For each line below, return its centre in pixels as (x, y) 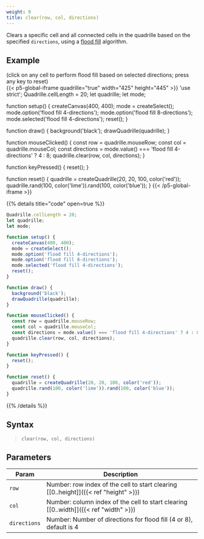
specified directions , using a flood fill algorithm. (67, 41)
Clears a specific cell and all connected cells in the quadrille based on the (98, 35)
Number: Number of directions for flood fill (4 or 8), (120, 520)
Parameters (29, 457)
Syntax (20, 425)
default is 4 (63, 527)
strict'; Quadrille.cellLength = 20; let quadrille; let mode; (76, 94)
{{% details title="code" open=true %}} (56, 204)
